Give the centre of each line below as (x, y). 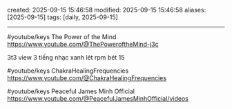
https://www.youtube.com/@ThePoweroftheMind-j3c (83, 44)
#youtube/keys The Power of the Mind (62, 37)
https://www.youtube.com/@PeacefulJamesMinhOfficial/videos (98, 98)
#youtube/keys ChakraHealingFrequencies (68, 71)
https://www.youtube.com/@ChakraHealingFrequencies (87, 78)
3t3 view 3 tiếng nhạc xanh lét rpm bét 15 (66, 57)
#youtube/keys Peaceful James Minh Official (71, 91)
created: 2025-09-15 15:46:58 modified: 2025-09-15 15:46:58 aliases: (107, 10)
